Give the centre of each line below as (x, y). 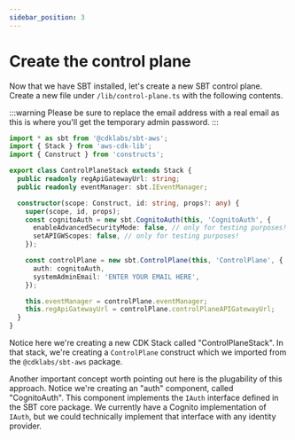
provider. (26, 426)
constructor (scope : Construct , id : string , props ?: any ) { (128, 203)
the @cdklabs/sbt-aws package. (66, 362)
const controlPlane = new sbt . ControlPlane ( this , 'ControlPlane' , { (154, 261)
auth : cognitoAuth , (68, 268)
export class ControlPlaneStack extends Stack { (101, 171)
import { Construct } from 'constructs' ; (87, 155)
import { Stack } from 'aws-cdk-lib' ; (81, 146)
